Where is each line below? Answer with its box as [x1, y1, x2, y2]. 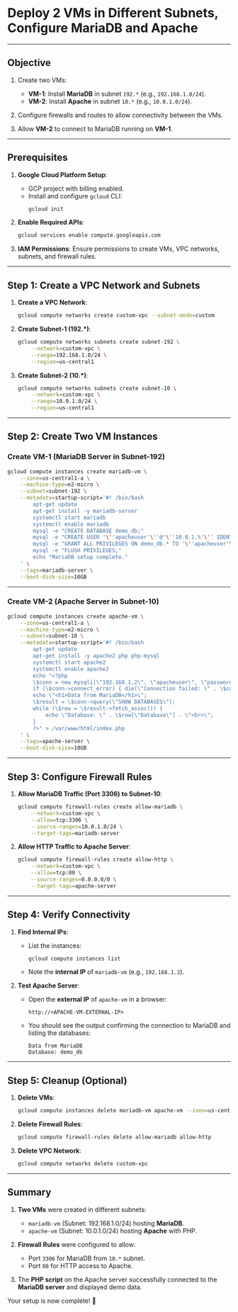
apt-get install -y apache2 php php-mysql [33, 652, 160, 660]
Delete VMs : [17, 1093, 55, 1102]
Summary [7, 1187, 52, 1199]
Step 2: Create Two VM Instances [7, 431, 158, 443]
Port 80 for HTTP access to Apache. [28, 1261, 133, 1269]
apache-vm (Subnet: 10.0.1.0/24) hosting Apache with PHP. [28, 1226, 197, 1235]
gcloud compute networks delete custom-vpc [17, 1160, 149, 1167]
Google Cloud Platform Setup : [17, 170, 108, 179]
